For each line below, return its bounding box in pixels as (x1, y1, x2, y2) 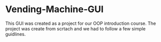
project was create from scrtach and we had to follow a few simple (5, 25, 146, 31)
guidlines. (5, 31, 26, 37)
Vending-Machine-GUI (5, 4, 104, 15)
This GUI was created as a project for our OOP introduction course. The (5, 20, 156, 26)
